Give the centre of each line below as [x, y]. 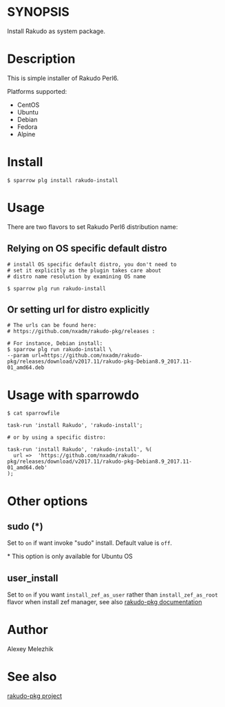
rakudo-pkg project [35, 696]
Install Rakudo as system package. [56, 31]
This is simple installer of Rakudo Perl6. [63, 78]
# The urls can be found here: [52, 326]
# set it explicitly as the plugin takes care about [84, 270]
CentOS [28, 105]
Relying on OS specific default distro [87, 249]
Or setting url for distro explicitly [78, 309]
